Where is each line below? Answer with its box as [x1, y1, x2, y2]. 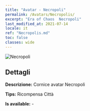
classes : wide [5, 40, 35, 45]
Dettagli [5, 68, 30, 76]
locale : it [5, 26, 28, 31]
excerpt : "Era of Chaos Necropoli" [5, 16, 81, 21]
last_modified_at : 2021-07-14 [5, 21, 68, 26]
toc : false [5, 35, 28, 40]
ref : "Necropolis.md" [5, 30, 50, 35]
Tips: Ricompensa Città [5, 91, 54, 97]
